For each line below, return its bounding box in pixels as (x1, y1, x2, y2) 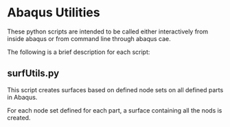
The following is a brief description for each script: (7, 48, 150, 56)
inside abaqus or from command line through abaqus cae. (7, 34, 172, 42)
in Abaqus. (7, 93, 38, 101)
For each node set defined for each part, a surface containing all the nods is (7, 106, 222, 114)
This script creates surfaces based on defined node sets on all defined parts (7, 85, 224, 94)
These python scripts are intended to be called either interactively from (7, 27, 209, 36)
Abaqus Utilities (7, 5, 101, 20)
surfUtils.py (7, 68, 60, 79)
